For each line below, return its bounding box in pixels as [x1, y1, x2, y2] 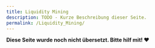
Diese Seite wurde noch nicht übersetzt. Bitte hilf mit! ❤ [6, 37, 150, 44]
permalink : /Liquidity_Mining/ [6, 20, 85, 26]
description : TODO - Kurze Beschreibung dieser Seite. [6, 14, 147, 20]
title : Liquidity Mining [6, 8, 69, 15]
